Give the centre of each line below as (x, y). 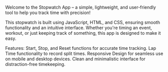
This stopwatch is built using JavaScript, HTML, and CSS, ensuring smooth (83, 22)
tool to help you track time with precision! (48, 13)
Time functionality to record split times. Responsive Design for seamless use (84, 53)
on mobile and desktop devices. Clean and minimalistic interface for (75, 59)
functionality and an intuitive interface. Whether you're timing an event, (78, 28)
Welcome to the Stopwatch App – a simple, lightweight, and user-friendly (81, 7)
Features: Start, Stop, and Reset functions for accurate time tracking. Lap (81, 48)
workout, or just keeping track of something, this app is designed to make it (83, 33)
